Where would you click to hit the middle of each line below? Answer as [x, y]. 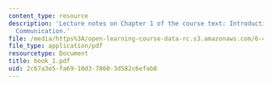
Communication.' [43, 31]
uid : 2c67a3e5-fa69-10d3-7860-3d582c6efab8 [83, 69]
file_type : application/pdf [56, 46]
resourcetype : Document [49, 53]
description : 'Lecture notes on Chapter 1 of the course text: [117, 23]
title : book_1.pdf [39, 62]
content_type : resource [49, 16]
